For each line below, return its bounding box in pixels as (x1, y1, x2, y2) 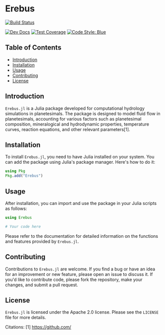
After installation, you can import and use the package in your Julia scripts (5, 200, 157, 206)
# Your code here (5, 224, 41, 229)
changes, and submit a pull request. (5, 281, 78, 288)
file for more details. (5, 315, 46, 321)
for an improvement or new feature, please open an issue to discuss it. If (5, 271, 153, 277)
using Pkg (5, 169, 26, 174)
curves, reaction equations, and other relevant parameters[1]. (5, 126, 130, 132)
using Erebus (5, 215, 32, 220)
